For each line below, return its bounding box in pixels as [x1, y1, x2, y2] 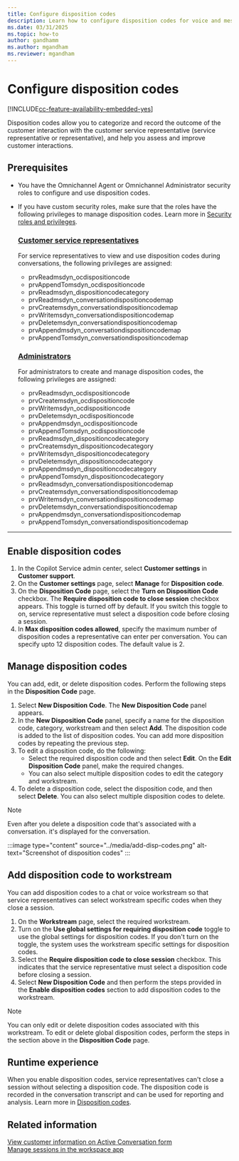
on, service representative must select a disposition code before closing [17, 609, 230, 618]
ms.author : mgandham [7, 44, 69, 51]
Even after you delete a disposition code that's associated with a [7, 819, 197, 828]
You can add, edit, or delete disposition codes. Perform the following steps [7, 679, 226, 688]
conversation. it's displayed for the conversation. [7, 827, 151, 836]
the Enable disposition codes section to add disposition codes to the [17, 985, 221, 994]
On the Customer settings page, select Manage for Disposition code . [17, 579, 224, 588]
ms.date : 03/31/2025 [7, 24, 69, 31]
